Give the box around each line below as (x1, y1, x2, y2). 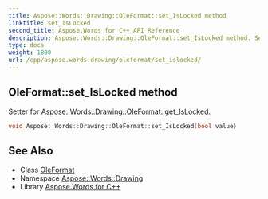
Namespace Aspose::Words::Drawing (19, 174, 144, 183)
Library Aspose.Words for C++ (19, 182, 121, 192)
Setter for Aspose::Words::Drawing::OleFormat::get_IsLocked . (8, 107, 211, 116)
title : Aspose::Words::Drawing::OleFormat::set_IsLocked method (8, 11, 227, 20)
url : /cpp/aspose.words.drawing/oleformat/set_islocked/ (8, 57, 202, 64)
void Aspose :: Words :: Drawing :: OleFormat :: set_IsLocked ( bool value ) (8, 122, 238, 130)
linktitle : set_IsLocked (8, 19, 91, 27)
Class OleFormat (19, 165, 75, 175)
